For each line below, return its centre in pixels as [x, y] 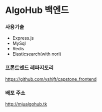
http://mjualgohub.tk [26, 104]
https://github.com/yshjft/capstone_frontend [51, 79]
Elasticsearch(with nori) [37, 54]
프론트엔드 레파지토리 [29, 68]
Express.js [23, 38]
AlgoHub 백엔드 [37, 10]
